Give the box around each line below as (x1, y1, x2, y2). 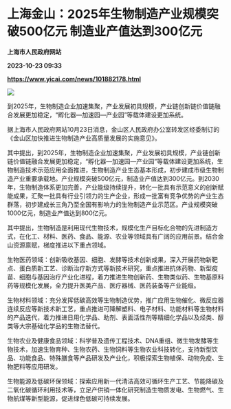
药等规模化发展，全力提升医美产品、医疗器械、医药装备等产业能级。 (7, 281, 200, 290)
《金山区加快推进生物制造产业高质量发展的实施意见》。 (7, 134, 161, 142)
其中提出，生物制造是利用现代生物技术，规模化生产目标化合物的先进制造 (7, 223, 212, 232)
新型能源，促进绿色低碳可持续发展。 (30, 394, 134, 402)
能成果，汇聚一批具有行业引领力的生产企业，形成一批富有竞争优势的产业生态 (7, 191, 224, 200)
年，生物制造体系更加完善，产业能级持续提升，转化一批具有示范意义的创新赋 (7, 183, 224, 191)
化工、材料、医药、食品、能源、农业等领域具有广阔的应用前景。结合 (25, 232, 218, 240)
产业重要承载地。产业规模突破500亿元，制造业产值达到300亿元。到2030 (12, 174, 220, 183)
